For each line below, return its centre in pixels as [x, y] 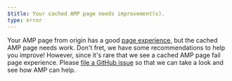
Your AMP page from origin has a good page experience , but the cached [112, 40]
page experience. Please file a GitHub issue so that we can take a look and [115, 62]
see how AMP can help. [41, 70]
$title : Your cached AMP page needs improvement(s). [86, 14]
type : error [25, 20]
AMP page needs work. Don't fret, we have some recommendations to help [116, 47]
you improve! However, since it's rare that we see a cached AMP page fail [114, 55]
